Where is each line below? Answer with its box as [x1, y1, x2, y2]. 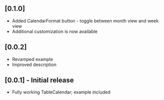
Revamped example [12, 56, 53, 62]
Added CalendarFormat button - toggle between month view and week [12, 17, 159, 23]
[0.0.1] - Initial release [5, 76, 74, 84]
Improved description [12, 61, 56, 67]
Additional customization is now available [12, 28, 98, 34]
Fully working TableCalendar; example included [12, 89, 111, 95]
